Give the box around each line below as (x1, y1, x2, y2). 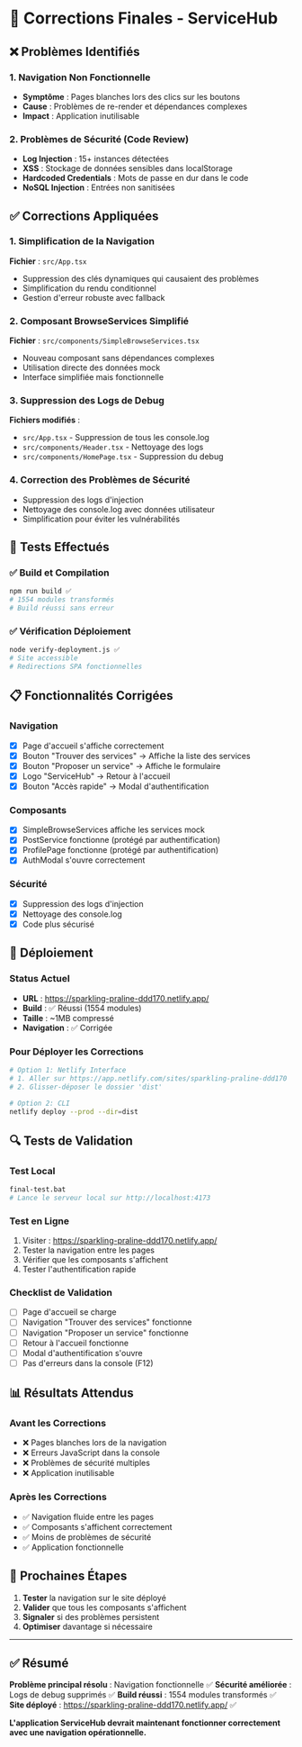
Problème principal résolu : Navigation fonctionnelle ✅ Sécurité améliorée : (9, 1679, 292, 1690)
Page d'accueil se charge (22, 1307, 117, 1317)
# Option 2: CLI (9, 1099, 70, 1108)
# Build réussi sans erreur (9, 603, 115, 613)
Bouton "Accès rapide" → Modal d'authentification (22, 781, 209, 792)
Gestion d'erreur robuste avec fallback (22, 292, 165, 303)
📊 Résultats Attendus (9, 1386, 134, 1401)
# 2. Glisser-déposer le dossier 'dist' (9, 1082, 164, 1091)
